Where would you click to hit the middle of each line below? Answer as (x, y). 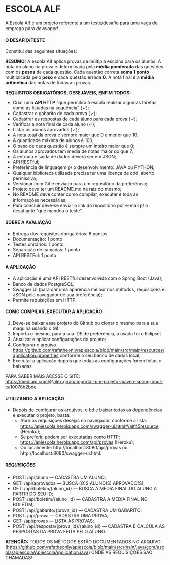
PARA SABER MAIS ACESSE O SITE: (43, 376)
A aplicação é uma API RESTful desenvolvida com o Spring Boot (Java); (88, 278)
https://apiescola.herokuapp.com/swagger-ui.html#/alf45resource (89, 426)
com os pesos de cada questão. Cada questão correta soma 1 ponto (77, 72)
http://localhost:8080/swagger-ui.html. (61, 453)
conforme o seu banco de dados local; (100, 355)
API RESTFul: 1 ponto (35, 256)
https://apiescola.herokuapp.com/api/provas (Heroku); (77, 442)
